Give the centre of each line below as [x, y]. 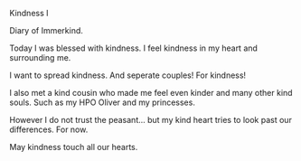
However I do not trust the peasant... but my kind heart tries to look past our [150, 120]
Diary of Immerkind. [47, 30]
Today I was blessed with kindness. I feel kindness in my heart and [133, 48]
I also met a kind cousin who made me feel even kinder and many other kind [151, 93]
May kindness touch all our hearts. [74, 147]
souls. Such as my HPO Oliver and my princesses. [103, 102]
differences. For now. [49, 129]
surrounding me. [40, 57]
